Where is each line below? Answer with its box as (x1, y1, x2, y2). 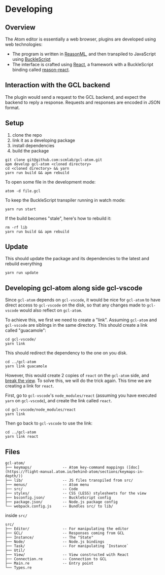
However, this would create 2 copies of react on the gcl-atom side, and (5, 373, 149, 379)
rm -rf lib (5, 225, 28, 230)
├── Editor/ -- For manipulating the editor (5, 527, 129, 532)
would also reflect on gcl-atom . (19, 307, 83, 313)
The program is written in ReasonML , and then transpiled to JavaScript (12, 51, 156, 57)
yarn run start (5, 206, 36, 212)
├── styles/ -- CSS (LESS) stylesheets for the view (5, 491, 147, 496)
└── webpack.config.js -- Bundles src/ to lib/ (5, 504, 113, 509)
